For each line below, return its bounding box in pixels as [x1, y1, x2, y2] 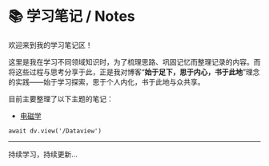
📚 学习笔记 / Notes [8, 7, 136, 26]
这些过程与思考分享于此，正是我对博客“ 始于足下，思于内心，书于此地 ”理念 [14, 67, 260, 77]
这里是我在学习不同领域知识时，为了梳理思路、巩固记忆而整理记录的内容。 [8, 57, 254, 66]
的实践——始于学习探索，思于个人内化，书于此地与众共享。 [8, 77, 205, 86]
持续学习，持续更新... [8, 149, 78, 159]
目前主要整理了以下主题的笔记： [8, 93, 114, 104]
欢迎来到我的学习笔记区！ [8, 40, 93, 49]
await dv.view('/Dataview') [8, 127, 102, 135]
